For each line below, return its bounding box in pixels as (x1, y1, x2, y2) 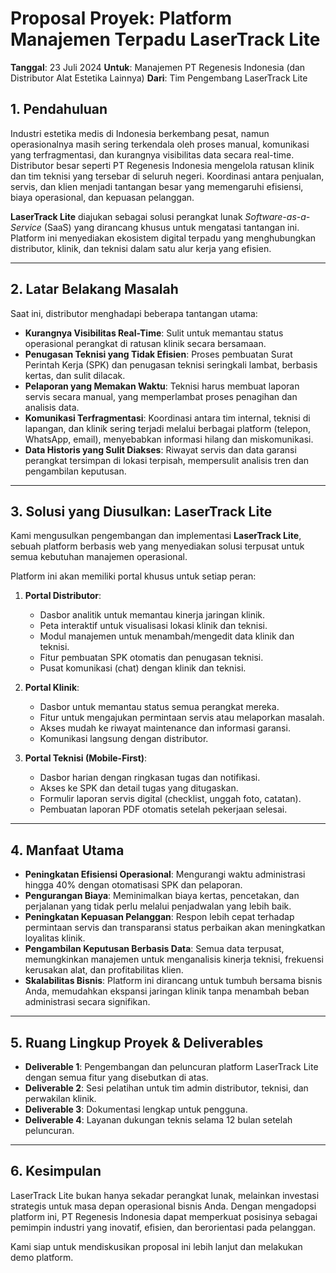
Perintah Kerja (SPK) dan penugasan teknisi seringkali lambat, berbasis (24, 358, 318, 371)
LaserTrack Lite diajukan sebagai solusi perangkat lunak (10, 210, 243, 222)
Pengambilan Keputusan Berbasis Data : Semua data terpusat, (24, 943, 285, 955)
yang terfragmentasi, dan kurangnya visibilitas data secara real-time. (10, 148, 295, 161)
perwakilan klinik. (24, 1093, 97, 1104)
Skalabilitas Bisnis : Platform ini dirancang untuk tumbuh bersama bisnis (24, 975, 323, 987)
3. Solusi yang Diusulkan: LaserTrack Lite (10, 503, 273, 520)
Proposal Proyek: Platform (10, 7, 233, 30)
